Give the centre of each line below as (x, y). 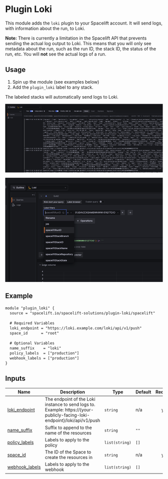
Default (143, 392)
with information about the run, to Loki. (45, 28)
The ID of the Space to (68, 452)
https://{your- (79, 410)
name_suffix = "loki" (35, 348)
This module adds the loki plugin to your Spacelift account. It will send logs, (84, 23)
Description (72, 392)
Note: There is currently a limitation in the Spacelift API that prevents (76, 38)
